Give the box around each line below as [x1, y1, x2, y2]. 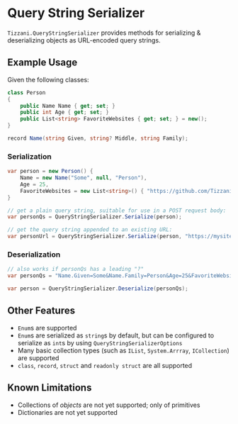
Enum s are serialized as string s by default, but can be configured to [17, 331, 215, 340]
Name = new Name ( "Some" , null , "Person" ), [20, 174, 147, 182]
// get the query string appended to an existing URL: [7, 226, 173, 233]
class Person [7, 89, 46, 96]
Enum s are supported [17, 323, 77, 332]
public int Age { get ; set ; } [20, 108, 110, 116]
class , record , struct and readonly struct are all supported [17, 361, 193, 369]
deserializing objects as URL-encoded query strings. [7, 35, 161, 44]
